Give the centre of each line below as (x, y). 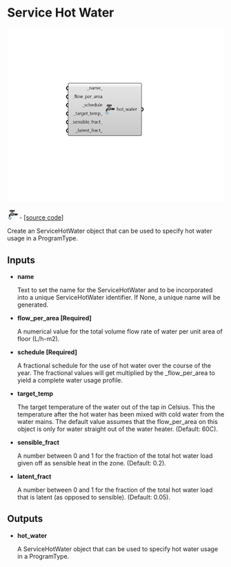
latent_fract (34, 476)
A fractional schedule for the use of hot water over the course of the (114, 365)
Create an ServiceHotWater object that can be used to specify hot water (110, 231)
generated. (33, 305)
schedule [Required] (47, 352)
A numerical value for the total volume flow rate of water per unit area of (120, 331)
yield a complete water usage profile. (70, 380)
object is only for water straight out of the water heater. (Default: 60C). (118, 429)
